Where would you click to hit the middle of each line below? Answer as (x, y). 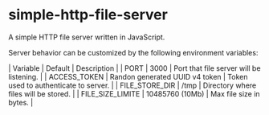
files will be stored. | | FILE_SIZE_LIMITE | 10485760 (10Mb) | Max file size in (134, 93)
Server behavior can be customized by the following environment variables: (133, 52)
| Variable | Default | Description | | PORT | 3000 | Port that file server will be (134, 68)
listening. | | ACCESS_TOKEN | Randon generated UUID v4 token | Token (128, 76)
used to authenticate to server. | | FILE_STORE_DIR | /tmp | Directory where (132, 85)
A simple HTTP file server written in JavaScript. (87, 37)
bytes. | (21, 102)
